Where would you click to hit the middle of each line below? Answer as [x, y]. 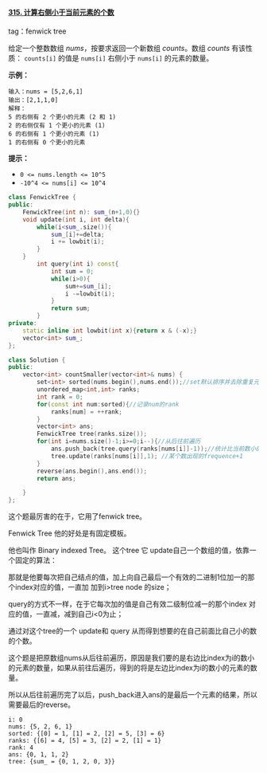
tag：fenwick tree [37, 31]
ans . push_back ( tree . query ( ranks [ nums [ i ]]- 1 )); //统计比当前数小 [153, 449]
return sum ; [70, 308]
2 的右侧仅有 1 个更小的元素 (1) [57, 126]
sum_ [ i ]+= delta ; [77, 234]
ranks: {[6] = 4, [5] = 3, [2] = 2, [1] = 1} [85, 741]
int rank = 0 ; [60, 397]
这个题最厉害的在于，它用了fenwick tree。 [77, 516]
